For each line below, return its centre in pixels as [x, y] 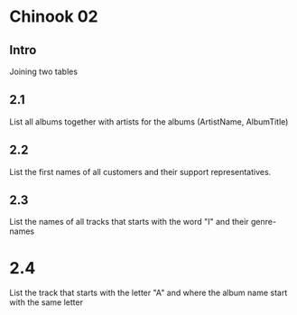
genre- [264, 222]
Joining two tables [44, 71]
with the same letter [46, 302]
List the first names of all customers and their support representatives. [140, 171]
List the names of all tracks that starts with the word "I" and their [130, 222]
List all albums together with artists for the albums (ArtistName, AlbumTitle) [149, 121]
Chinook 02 [54, 17]
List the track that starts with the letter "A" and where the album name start [148, 293]
